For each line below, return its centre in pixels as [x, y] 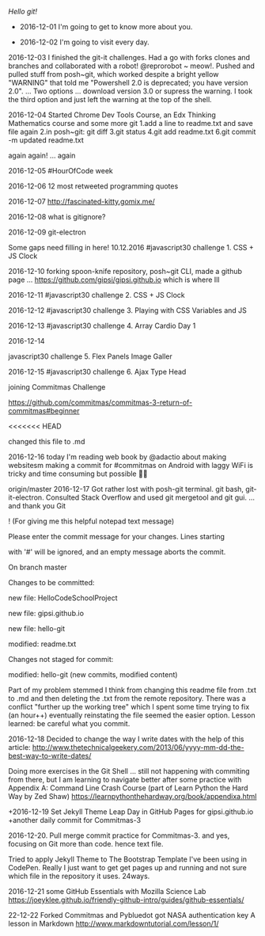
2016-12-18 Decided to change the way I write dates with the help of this [126, 739]
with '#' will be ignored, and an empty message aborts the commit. [117, 552]
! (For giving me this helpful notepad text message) [91, 521]
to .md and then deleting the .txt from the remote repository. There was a [127, 698]
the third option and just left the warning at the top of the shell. [110, 99]
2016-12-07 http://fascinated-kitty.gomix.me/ [82, 202]
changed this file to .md [47, 441]
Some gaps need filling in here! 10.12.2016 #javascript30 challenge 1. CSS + [131, 247]
